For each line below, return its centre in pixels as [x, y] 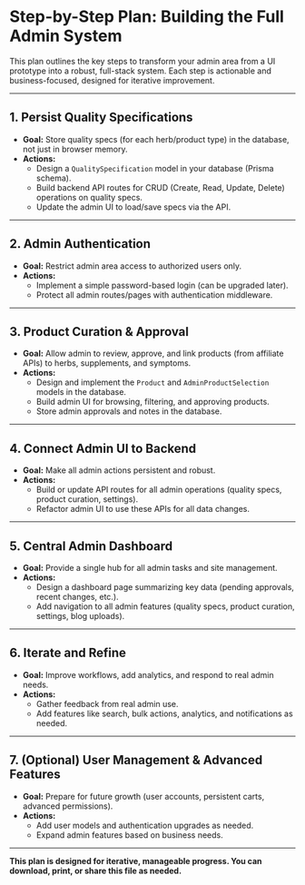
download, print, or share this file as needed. [96, 870]
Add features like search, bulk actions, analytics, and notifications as [164, 713]
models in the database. [81, 392]
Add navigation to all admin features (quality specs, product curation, [165, 606]
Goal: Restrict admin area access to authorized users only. [132, 266]
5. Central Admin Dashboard [91, 546]
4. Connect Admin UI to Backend [103, 448]
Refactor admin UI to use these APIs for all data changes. [143, 509]
